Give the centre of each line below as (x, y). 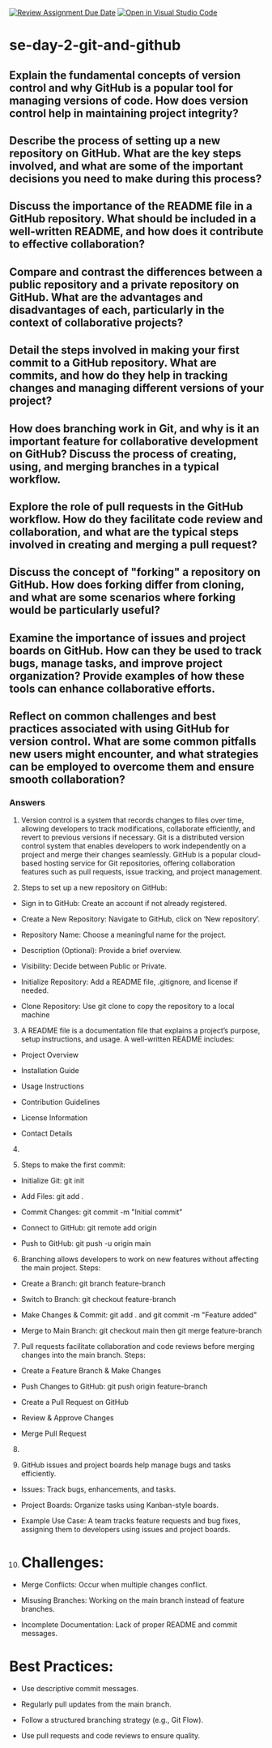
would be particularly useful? (85, 610)
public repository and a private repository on (124, 284)
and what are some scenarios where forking (122, 597)
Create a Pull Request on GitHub (74, 1402)
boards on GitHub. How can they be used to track (136, 650)
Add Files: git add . (52, 1196)
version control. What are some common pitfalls (133, 742)
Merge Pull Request (54, 1434)
